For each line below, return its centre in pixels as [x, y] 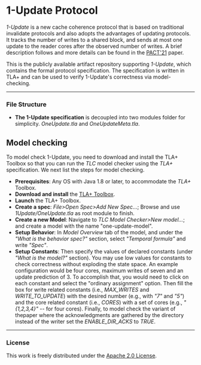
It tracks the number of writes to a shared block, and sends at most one [94, 40]
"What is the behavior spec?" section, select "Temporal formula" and [100, 239]
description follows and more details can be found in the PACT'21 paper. [95, 52]
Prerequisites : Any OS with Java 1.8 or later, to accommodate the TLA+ [103, 182]
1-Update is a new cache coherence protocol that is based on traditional [95, 27]
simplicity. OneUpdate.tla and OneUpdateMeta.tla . [77, 124]
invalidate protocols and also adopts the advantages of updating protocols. [99, 33]
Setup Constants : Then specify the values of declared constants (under [104, 252]
